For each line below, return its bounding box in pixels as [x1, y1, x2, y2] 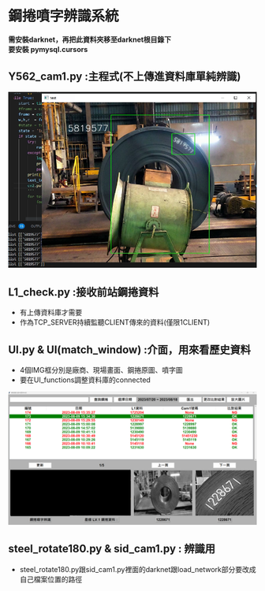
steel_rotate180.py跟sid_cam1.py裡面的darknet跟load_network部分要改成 [19, 564, 256, 574]
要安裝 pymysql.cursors [8, 44, 88, 54]
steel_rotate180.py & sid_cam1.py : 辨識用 [8, 542, 215, 556]
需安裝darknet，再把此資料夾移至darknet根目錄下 [8, 35, 172, 44]
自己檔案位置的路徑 [19, 574, 83, 584]
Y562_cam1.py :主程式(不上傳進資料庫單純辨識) [8, 70, 241, 84]
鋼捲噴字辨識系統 [8, 7, 120, 25]
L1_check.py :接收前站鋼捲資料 [8, 285, 159, 299]
